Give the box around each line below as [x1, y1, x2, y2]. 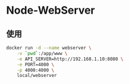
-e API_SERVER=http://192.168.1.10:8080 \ [17, 56, 124, 62]
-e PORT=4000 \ [17, 61, 55, 67]
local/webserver [17, 73, 58, 79]
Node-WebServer [6, 4, 95, 17]
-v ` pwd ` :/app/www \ [17, 50, 68, 57]
